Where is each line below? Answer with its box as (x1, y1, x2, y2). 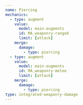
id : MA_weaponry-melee (18, 69, 67, 74)
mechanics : (5, 12, 28, 17)
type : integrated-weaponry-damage (5, 92, 78, 97)
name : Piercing (5, 7, 37, 13)
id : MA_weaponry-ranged (18, 31, 69, 36)
